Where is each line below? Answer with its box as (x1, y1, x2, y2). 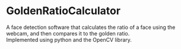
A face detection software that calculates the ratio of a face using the (6, 24, 176, 31)
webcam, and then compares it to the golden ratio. (6, 30, 130, 37)
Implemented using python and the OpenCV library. (6, 36, 132, 43)
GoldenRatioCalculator (6, 4, 120, 18)
